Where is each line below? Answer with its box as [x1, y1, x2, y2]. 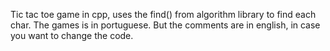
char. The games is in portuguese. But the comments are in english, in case [10, 19, 321, 31]
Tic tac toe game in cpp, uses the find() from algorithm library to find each [10, 9, 317, 20]
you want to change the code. [10, 30, 134, 41]
